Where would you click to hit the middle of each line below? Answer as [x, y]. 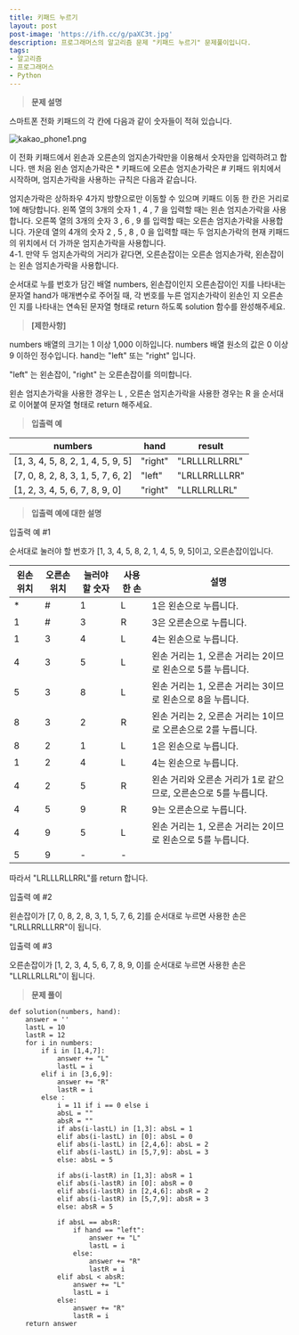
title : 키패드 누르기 [44, 17]
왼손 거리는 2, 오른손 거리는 [206, 716]
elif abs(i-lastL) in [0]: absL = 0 [125, 1136]
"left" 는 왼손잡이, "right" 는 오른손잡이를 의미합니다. [101, 374]
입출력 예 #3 [31, 946]
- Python [25, 76]
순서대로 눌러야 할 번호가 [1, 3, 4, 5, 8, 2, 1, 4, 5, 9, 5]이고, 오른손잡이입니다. [141, 551]
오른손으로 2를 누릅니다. [210, 729]
